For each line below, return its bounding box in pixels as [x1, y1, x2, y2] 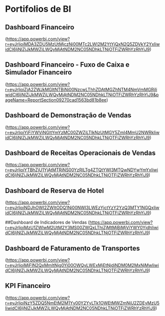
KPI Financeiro [5, 282, 51, 290]
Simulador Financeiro [5, 68, 72, 77]
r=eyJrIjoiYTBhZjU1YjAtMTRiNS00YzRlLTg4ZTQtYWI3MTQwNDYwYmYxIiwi [5, 167, 158, 173]
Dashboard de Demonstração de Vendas [5, 111, 132, 120]
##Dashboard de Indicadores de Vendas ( [5, 219, 90, 225]
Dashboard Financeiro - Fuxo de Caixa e [5, 60, 130, 69]
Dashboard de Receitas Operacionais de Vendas [5, 149, 156, 158]
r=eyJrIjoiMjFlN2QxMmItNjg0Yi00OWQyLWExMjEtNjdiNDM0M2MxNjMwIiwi [5, 263, 159, 268]
